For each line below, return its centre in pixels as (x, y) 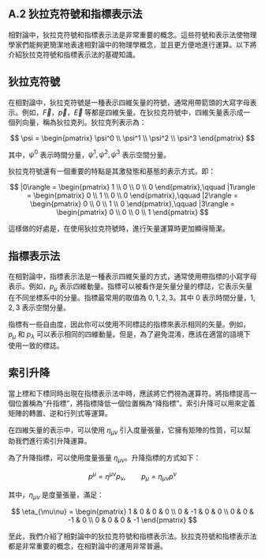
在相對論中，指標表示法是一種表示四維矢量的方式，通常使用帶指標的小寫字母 (132, 277)
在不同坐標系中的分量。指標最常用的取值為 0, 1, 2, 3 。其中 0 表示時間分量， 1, (132, 297)
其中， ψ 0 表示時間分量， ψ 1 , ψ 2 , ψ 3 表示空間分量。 (90, 154)
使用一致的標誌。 (36, 345)
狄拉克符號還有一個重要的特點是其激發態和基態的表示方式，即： (112, 172)
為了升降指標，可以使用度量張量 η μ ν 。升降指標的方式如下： (105, 459)
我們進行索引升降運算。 (53, 441)
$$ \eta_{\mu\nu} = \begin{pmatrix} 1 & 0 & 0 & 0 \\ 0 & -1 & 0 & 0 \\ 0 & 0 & (132, 511)
